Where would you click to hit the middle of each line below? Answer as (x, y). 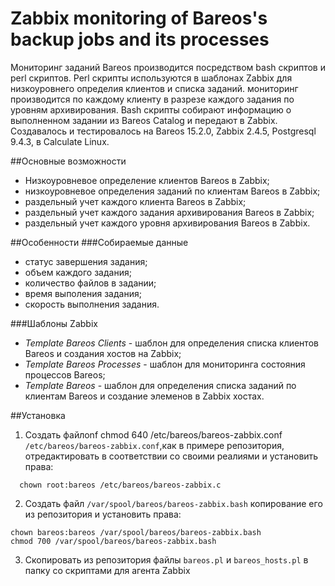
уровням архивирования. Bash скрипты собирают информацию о (151, 109)
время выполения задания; (83, 293)
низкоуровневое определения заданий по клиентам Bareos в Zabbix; (172, 191)
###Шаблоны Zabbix (54, 323)
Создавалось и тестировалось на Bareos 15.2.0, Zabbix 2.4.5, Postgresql (163, 131)
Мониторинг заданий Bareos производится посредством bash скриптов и (168, 67)
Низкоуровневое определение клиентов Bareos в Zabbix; (147, 180)
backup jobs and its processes (140, 39)
